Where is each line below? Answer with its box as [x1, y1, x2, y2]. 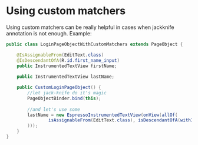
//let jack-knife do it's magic [27, 90, 107, 96]
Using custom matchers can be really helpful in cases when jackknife [6, 24, 175, 31]
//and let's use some [27, 106, 81, 113]
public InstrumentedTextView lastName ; [16, 74, 115, 80]
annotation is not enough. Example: [6, 29, 93, 37]
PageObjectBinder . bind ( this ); [27, 95, 101, 101]
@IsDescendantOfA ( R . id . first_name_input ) [16, 57, 120, 63]
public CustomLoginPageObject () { [16, 84, 101, 91]
